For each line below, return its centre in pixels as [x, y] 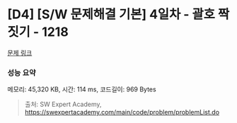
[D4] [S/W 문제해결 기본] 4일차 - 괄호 [111, 14]
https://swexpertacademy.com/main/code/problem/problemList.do [122, 112]
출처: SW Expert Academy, [63, 104]
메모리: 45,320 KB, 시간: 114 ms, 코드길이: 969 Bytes [82, 89]
